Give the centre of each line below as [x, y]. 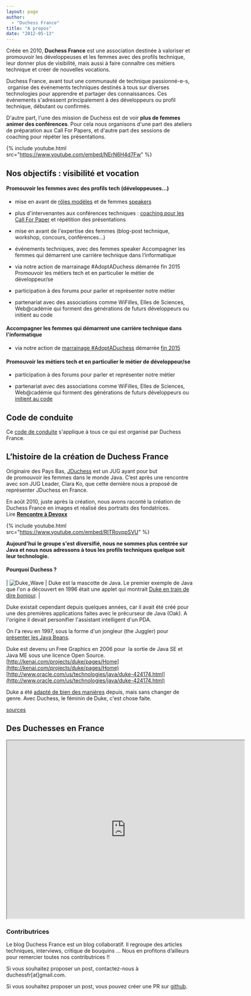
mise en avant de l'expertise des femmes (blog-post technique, [92, 231]
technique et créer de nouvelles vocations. [58, 69]
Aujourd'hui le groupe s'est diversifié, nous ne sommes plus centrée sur [97, 543]
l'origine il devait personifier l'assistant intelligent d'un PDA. [79, 619]
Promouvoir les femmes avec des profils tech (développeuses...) [88, 188]
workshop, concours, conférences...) [60, 237]
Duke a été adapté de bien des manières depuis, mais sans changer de [93, 692]
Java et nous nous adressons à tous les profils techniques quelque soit [96, 549]
